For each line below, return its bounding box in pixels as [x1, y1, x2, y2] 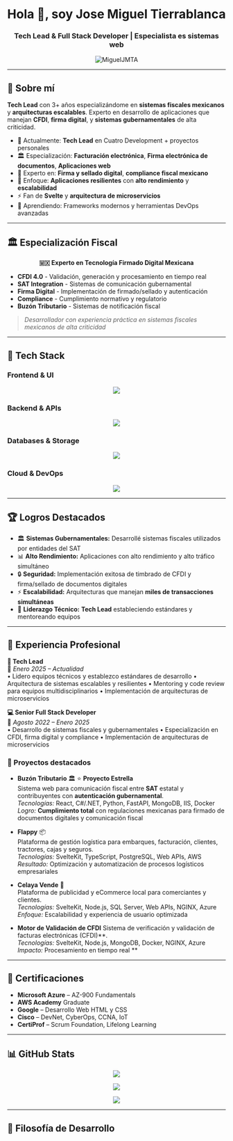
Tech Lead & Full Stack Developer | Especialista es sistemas [13, 31, 220, 41]
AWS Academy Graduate [17, 998, 90, 1007]
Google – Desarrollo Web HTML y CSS [17, 1005, 128, 1014]
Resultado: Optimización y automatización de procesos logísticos [17, 859, 205, 868]
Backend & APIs [7, 403, 62, 413]
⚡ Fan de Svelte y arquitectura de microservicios [17, 191, 161, 200]
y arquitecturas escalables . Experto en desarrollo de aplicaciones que [7, 108, 210, 117]
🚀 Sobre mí [7, 82, 55, 94]
